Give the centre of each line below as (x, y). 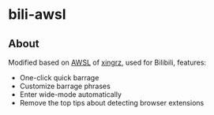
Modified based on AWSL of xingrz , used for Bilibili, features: (107, 62)
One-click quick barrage (59, 78)
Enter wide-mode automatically (71, 95)
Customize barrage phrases (65, 86)
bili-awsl (37, 15)
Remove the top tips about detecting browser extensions (112, 103)
